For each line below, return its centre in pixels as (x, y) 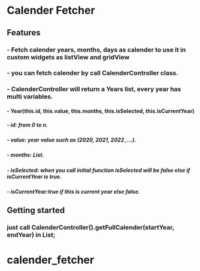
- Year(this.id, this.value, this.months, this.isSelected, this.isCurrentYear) (101, 111)
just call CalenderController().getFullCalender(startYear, (90, 227)
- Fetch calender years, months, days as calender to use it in (96, 50)
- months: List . (25, 155)
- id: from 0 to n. (28, 125)
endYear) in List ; (31, 235)
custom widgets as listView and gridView (68, 57)
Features (24, 33)
